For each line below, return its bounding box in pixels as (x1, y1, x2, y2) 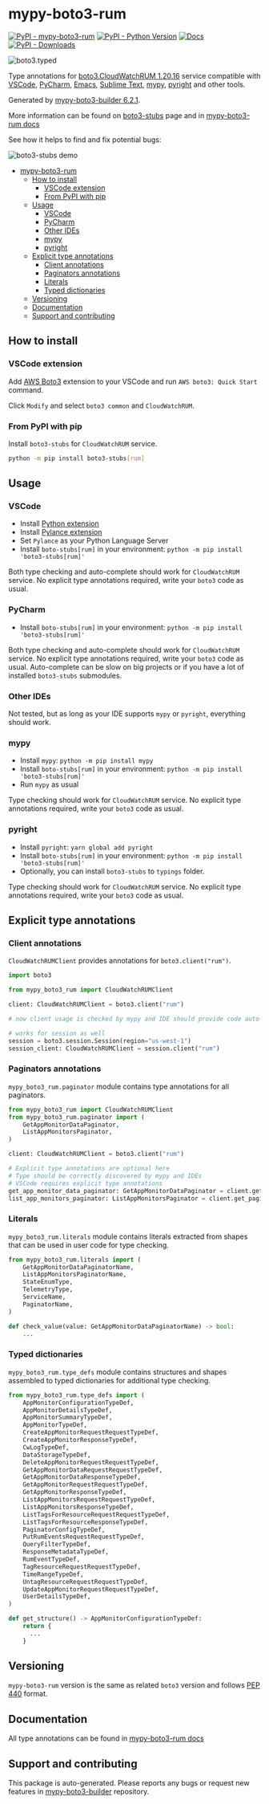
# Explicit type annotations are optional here (8, 1165, 171, 1173)
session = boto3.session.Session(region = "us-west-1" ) (8, 1036, 192, 1045)
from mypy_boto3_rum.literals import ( (8, 1256, 142, 1264)
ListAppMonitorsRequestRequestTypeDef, (22, 1496, 156, 1504)
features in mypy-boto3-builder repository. (8, 1787, 150, 1797)
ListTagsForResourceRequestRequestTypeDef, (22, 1510, 171, 1518)
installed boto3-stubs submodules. (8, 670, 122, 680)
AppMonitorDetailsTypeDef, (22, 1406, 113, 1414)
